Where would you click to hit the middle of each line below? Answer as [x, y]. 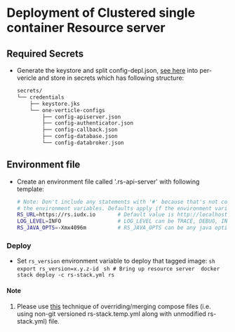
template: [31, 189]
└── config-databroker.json [83, 143]
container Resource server [86, 28]
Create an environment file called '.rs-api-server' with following [108, 181]
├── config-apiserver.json [82, 117]
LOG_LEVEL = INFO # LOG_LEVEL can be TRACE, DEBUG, [117, 221]
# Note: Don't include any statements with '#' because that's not [117, 202]
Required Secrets [45, 54]
